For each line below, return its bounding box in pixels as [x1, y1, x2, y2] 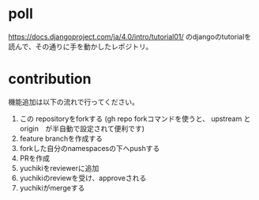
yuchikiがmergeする [19, 183, 85, 192]
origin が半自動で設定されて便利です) [19, 123, 145, 133]
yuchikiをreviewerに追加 [19, 163, 99, 172]
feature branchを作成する [19, 134, 103, 143]
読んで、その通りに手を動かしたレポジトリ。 [8, 41, 153, 51]
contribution [8, 70, 92, 88]
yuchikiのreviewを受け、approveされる [19, 173, 147, 183]
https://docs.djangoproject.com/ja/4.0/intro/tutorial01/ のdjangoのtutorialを [8, 32, 252, 41]
